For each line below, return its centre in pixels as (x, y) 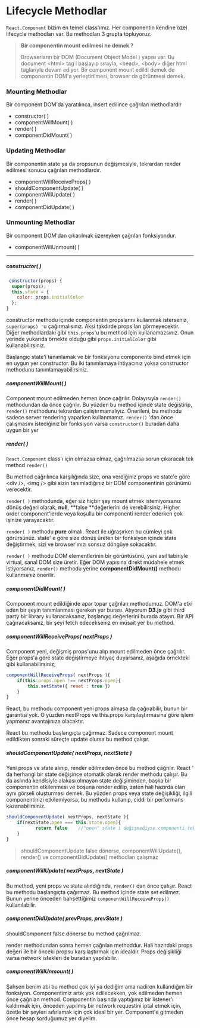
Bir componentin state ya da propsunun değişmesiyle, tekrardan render (94, 164)
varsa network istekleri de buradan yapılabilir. (62, 958)
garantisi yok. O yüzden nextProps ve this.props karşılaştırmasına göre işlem (100, 715)
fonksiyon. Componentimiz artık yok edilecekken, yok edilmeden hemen (94, 993)
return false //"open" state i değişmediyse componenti (110, 828)
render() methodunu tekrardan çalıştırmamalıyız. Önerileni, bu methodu (94, 411)
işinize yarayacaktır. (30, 520)
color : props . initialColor (50, 297)
